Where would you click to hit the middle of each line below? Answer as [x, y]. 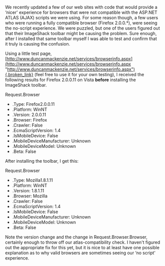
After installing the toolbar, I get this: [42, 161]
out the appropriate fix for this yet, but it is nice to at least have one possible [82, 247]
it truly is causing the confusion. [38, 44]
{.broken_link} [19, 74]
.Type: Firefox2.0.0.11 [33, 104]
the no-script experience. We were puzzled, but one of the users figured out [82, 28]
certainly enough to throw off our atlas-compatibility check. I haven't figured [83, 242]
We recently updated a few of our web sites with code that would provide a [81, 7]
